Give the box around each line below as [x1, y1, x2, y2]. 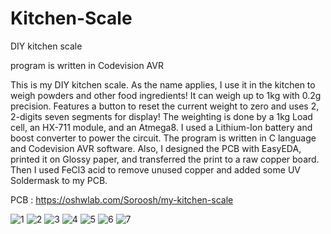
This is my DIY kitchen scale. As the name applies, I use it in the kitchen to [10, 78, 316, 91]
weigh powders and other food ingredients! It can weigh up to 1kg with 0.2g [10, 89, 322, 101]
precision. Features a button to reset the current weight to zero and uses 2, [10, 100, 320, 112]
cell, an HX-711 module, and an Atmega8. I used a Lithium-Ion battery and [10, 121, 313, 133]
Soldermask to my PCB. [10, 174, 108, 186]
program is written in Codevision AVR [10, 59, 164, 71]
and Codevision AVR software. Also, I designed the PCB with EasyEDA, [10, 142, 302, 154]
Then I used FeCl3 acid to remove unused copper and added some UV [10, 163, 301, 176]
